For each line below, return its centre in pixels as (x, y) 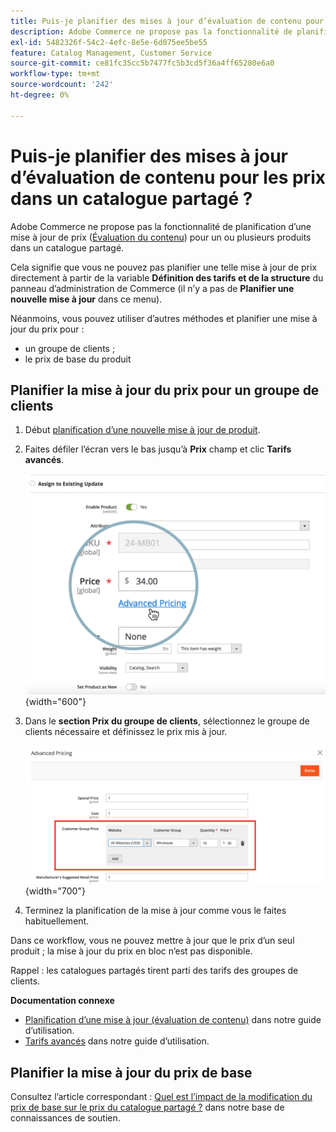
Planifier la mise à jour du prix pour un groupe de (165, 390)
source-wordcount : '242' (62, 85)
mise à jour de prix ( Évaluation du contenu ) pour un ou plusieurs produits (161, 237)
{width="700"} (55, 891)
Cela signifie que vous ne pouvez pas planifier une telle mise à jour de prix (164, 267)
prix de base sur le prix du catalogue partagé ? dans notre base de (147, 1107)
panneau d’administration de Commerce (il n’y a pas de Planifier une (152, 288)
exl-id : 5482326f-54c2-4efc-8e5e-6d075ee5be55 (109, 42)
